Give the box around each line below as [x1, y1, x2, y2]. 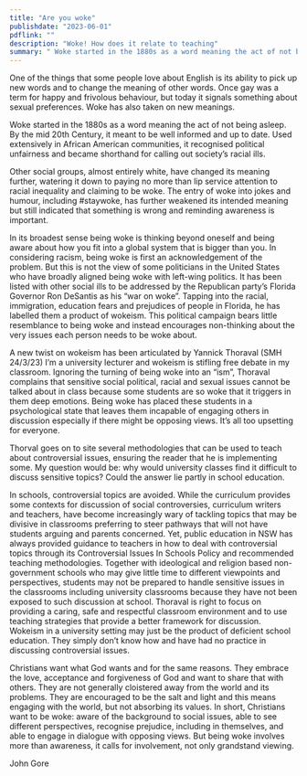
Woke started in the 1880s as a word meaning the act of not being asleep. [9, 120, 287, 131]
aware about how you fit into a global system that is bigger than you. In [9, 242, 277, 253]
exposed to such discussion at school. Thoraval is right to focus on [9, 596, 262, 608]
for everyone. [9, 425, 60, 436]
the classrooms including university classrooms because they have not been [9, 587, 298, 598]
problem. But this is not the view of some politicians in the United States [9, 261, 281, 272]
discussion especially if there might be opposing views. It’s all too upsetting [9, 415, 294, 426]
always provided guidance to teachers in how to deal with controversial [9, 538, 278, 549]
